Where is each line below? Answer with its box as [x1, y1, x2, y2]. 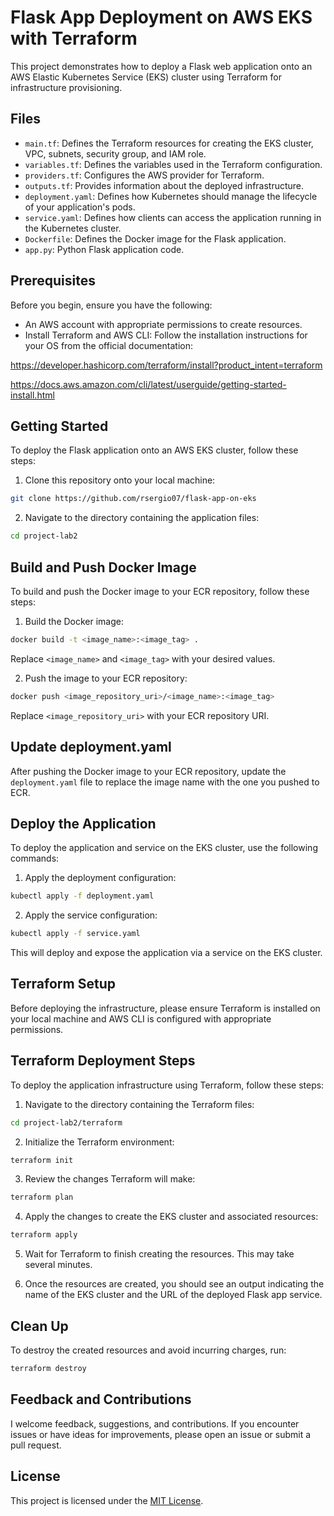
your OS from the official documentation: [24, 339, 193, 351]
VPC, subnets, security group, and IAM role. [24, 147, 207, 160]
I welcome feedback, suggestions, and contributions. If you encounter [10, 1417, 300, 1430]
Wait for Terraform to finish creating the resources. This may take [24, 1248, 295, 1260]
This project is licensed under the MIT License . [10, 1494, 204, 1506]
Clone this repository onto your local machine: [24, 474, 216, 486]
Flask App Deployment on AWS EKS [10, 6, 313, 29]
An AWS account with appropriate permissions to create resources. [24, 318, 303, 330]
